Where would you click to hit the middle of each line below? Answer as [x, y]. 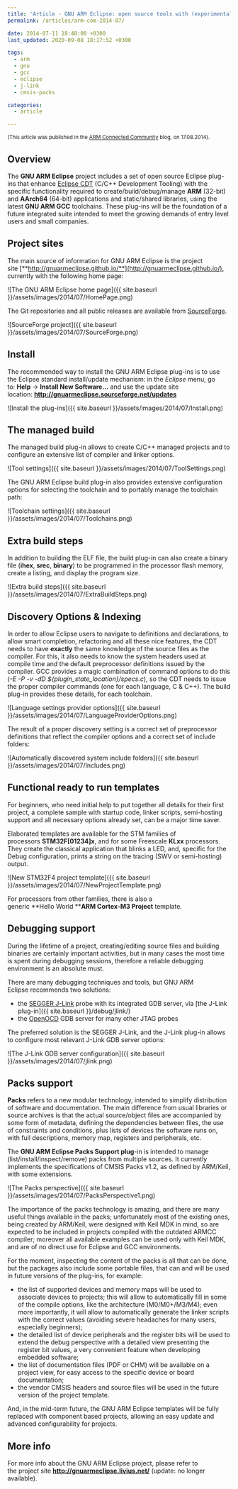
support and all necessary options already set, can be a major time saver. [114, 819]
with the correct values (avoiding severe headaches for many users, [117, 1319]
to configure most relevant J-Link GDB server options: [86, 1039]
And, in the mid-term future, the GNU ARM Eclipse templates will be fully [113, 1409]
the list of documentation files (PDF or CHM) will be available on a [114, 1365]
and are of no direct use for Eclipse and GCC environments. [95, 1247]
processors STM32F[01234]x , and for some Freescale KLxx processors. [114, 841]
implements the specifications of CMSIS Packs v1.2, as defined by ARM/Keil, [119, 1167]
